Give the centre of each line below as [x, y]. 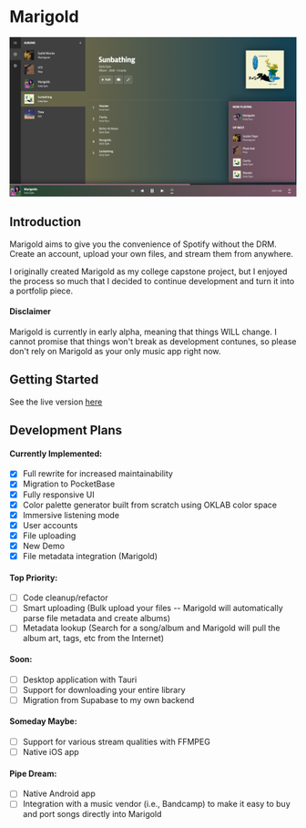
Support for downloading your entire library [104, 690]
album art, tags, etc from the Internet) [93, 639]
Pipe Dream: [33, 773]
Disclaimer [31, 312]
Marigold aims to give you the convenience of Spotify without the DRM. [143, 244]
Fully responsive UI [58, 495]
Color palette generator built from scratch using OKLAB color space [150, 505]
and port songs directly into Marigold [92, 814]
